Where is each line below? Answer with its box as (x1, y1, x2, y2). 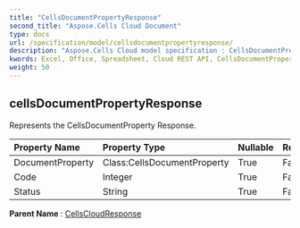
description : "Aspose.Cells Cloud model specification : (9, 46, 226, 55)
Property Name (13, 140, 80, 153)
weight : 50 (9, 63, 50, 72)
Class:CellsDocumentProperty (102, 156, 229, 168)
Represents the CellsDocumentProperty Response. (9, 120, 196, 131)
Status (13, 185, 41, 198)
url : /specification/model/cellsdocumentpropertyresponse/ (9, 38, 234, 47)
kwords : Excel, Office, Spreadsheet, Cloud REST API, (9, 55, 214, 63)
